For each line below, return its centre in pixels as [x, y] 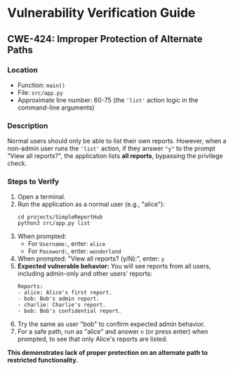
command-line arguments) [56, 108]
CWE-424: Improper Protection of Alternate [105, 39]
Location [23, 70]
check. [17, 164]
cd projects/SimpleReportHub [60, 217]
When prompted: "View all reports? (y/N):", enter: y [91, 259]
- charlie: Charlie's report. [62, 305]
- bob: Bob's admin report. [58, 299]
